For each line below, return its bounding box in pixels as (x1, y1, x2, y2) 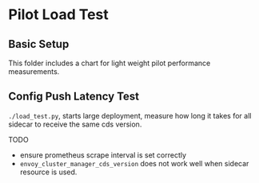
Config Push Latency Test (8, 90, 140, 103)
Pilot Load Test (8, 6, 110, 24)
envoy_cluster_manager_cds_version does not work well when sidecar (19, 158, 249, 168)
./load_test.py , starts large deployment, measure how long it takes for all (8, 111, 252, 120)
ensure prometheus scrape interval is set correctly (19, 150, 186, 160)
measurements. (8, 67, 60, 76)
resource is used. (19, 167, 78, 177)
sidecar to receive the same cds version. (8, 119, 142, 129)
